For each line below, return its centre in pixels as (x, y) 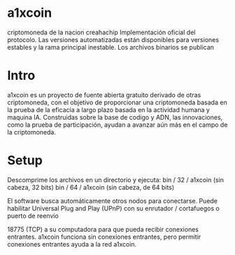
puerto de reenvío (33, 216)
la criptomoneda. (31, 132)
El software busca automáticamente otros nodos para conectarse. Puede (113, 200)
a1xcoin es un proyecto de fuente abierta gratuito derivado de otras (104, 95)
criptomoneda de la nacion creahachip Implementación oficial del (101, 32)
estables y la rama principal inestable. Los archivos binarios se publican (111, 47)
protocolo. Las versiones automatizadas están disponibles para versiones (113, 39)
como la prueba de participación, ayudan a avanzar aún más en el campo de (117, 125)
